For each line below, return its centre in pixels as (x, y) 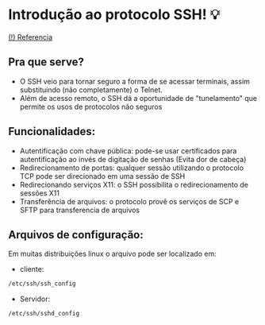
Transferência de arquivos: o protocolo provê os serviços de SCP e (129, 201)
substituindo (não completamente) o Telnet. (91, 90)
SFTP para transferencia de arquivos (80, 210)
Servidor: (35, 299)
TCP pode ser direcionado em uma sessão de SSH (102, 176)
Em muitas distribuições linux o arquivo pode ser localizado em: (112, 254)
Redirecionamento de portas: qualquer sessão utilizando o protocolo (132, 168)
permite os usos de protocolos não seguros (91, 106)
